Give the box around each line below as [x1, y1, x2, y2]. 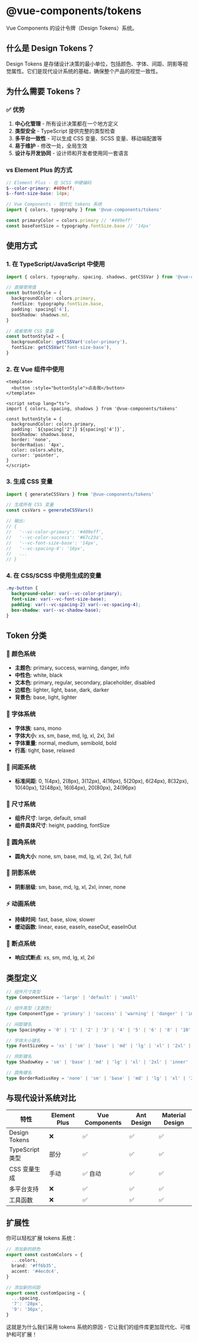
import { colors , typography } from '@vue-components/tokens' [6, 207, 162, 213]
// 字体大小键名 [6, 1038, 41, 1044]
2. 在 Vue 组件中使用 [6, 365, 65, 373]
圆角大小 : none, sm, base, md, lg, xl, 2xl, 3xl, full [14, 852, 131, 860]
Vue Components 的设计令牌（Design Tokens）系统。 [6, 24, 137, 31]
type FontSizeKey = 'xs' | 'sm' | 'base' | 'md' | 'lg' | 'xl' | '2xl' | [6, 1043, 192, 1049]
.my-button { [6, 585, 38, 591]
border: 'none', [11, 437, 51, 443]
